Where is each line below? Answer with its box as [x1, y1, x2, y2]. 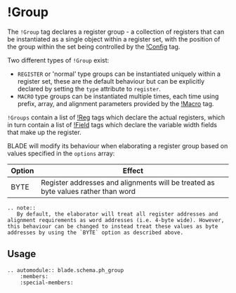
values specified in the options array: [7, 149, 115, 157]
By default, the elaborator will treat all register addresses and [16, 210, 218, 218]
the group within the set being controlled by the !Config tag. [7, 42, 181, 51]
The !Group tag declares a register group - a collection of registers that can [7, 27, 225, 36]
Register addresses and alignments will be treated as [41, 177, 216, 187]
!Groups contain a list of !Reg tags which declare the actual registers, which [7, 113, 225, 122]
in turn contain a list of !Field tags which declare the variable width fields [7, 120, 218, 129]
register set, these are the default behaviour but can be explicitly [17, 77, 205, 85]
